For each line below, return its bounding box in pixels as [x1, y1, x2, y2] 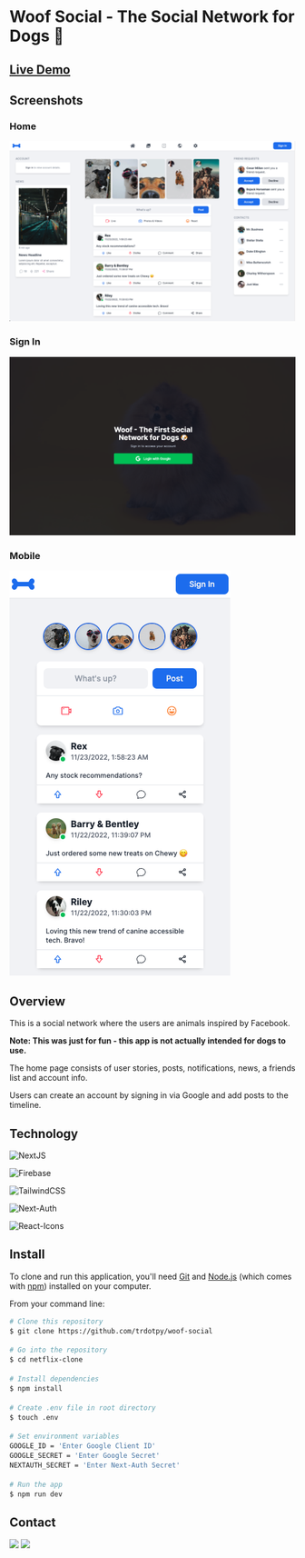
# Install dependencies [9, 1374, 100, 1383]
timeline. [9, 1100, 42, 1111]
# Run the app [9, 1480, 64, 1489]
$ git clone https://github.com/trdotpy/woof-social [9, 1326, 213, 1335]
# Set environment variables [9, 1432, 120, 1442]
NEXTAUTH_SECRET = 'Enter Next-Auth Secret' [9, 1461, 181, 1470]
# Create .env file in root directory [9, 1403, 156, 1413]
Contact [9, 1514, 56, 1530]
